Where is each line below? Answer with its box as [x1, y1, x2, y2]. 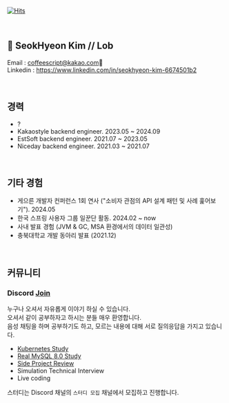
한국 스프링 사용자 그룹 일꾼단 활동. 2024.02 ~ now [17, 214, 157, 222]
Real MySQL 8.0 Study [17, 352, 81, 360]
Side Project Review [17, 359, 74, 368]
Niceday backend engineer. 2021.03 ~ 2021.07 [17, 142, 150, 150]
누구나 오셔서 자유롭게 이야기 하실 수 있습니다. [7, 305, 131, 313]
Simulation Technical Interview [17, 367, 105, 375]
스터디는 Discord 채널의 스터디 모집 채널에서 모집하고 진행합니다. [7, 388, 179, 397]
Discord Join [7, 288, 50, 298]
